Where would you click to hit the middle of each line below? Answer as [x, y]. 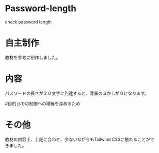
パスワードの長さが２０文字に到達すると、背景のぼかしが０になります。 [77, 93]
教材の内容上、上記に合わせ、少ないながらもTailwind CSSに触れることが [78, 139]
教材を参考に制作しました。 [33, 57]
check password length [28, 22]
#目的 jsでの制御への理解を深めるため [43, 103]
